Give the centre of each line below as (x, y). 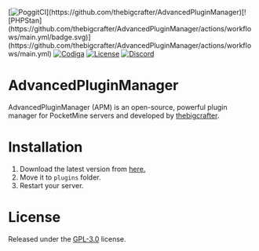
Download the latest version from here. (82, 169)
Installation (46, 147)
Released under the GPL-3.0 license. (67, 238)
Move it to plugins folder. (60, 177)
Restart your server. (51, 185)
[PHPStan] (25, 20)
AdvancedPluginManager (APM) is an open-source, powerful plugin (118, 107)
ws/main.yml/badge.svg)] (49, 37)
